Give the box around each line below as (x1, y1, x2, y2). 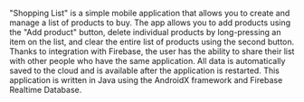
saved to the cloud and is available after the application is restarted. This (9, 65, 280, 76)
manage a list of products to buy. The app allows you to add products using (9, 17, 291, 28)
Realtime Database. (9, 85, 82, 95)
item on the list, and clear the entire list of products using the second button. (9, 36, 295, 47)
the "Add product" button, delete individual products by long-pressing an (9, 27, 281, 37)
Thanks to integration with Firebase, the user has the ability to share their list (9, 46, 295, 57)
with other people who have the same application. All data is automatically (9, 56, 286, 66)
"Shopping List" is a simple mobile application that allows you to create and (9, 8, 290, 18)
